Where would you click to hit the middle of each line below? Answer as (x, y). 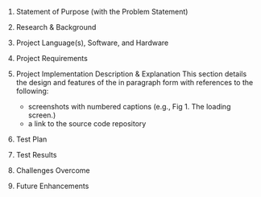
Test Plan (31, 139)
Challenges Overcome (53, 170)
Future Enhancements (52, 186)
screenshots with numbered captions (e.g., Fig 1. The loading (129, 107)
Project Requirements (52, 58)
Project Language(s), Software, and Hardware (92, 43)
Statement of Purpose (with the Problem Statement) (102, 12)
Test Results (36, 155)
